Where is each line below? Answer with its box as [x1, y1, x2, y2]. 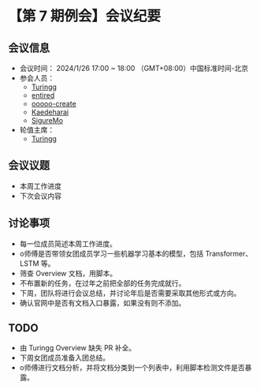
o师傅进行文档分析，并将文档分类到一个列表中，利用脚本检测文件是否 [19, 363, 246, 372]
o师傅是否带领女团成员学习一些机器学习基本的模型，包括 [19, 249, 204, 258]
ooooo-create [31, 99, 76, 108]
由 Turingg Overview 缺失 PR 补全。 [19, 343, 136, 353]
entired [31, 91, 55, 99]
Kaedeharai [31, 107, 69, 117]
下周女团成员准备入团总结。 [19, 353, 110, 363]
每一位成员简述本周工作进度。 [19, 238, 117, 249]
